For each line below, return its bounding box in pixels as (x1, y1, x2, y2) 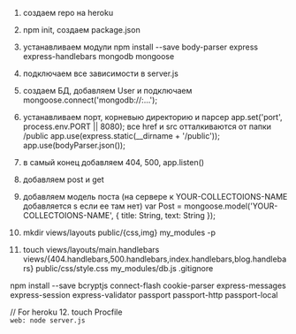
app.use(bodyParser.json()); (22, 140, 126, 150)
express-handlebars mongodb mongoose (22, 51, 175, 61)
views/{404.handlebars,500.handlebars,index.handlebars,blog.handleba (22, 254, 286, 264)
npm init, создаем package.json (22, 25, 140, 34)
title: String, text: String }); (121, 210, 216, 220)
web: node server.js (10, 316, 87, 325)
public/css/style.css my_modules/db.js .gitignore (35, 263, 214, 273)
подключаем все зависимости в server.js (22, 68, 179, 79)
